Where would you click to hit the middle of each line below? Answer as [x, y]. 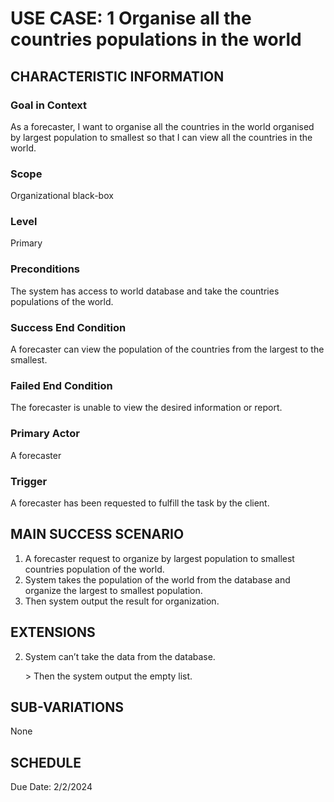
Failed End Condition [61, 385]
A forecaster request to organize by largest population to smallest [159, 558]
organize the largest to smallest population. [113, 590]
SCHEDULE [46, 762]
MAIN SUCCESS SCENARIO [97, 534]
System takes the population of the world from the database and [157, 579]
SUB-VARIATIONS [67, 707]
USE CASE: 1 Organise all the [131, 18]
